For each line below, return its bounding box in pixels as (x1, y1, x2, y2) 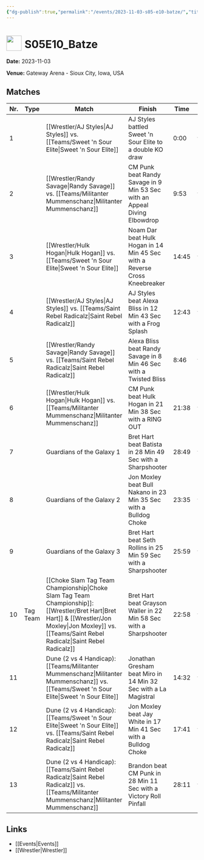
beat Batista (128, 440, 163, 449)
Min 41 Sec (128, 725, 161, 734)
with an (128, 193, 149, 202)
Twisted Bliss (128, 375, 166, 384)
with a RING (128, 415, 162, 424)
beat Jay (128, 710, 153, 718)
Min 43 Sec (128, 312, 161, 320)
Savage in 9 (128, 178, 162, 187)
